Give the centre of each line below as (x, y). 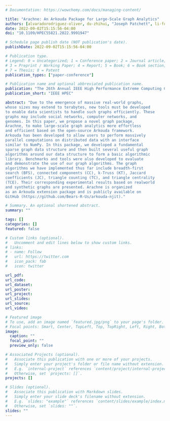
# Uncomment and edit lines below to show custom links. (69, 243)
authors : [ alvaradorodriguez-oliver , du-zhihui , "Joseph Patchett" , (79, 24)
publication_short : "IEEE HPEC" (39, 93)
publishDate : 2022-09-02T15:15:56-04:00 (49, 47)
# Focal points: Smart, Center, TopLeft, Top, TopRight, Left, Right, (81, 326)
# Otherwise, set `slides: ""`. (42, 406)
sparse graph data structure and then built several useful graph (77, 150)
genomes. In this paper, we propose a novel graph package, (70, 121)
